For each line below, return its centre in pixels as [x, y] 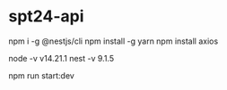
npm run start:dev [42, 75]
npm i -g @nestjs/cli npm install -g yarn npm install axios [113, 41]
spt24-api [46, 16]
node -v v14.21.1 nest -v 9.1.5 [61, 58]
